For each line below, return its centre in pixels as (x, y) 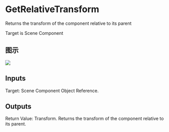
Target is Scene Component (34, 33)
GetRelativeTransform (52, 9)
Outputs (18, 106)
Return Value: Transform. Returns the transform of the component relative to (84, 119)
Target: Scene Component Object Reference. (52, 91)
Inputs (16, 79)
